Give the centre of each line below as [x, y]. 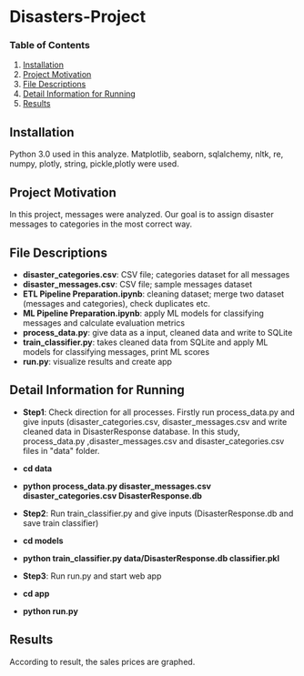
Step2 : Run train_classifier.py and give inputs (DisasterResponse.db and [158, 513]
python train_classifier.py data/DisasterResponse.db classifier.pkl [151, 558]
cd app [36, 593]
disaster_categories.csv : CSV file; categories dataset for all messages [156, 274]
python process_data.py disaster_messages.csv [117, 486]
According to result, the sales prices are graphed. [102, 661]
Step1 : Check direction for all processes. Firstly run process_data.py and [159, 412]
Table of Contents [50, 45]
